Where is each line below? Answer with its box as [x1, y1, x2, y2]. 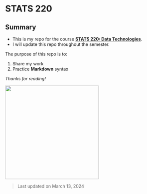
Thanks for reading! [5, 76, 46, 81]
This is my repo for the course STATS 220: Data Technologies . [12, 36, 143, 42]
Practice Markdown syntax [12, 66, 69, 72]
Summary [5, 23, 36, 31]
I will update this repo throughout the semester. [12, 41, 110, 47]
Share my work [12, 61, 44, 66]
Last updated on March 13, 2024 [17, 183, 84, 189]
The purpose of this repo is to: [5, 51, 67, 57]
